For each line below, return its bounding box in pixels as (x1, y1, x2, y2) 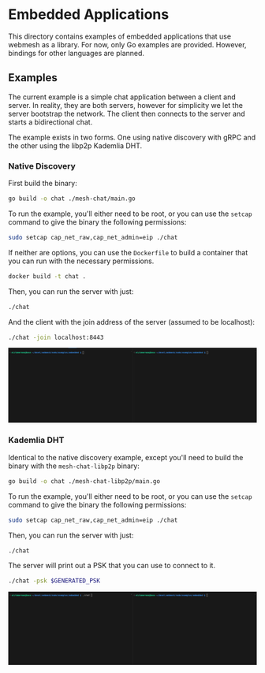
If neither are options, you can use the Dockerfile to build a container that (8, 247, 248, 257)
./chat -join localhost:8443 (8, 333, 104, 341)
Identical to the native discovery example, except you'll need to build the (8, 452, 244, 462)
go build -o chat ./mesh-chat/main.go (8, 195, 136, 203)
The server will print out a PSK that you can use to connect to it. (8, 561, 215, 571)
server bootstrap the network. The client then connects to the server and (8, 109, 246, 118)
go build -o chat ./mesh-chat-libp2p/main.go (8, 477, 160, 485)
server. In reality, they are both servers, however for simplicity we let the (8, 100, 243, 110)
